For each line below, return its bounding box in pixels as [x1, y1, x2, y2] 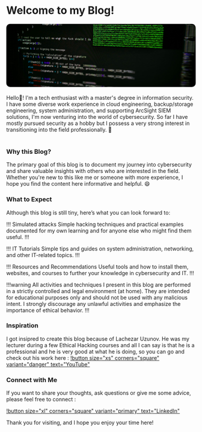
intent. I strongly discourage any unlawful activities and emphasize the [6, 300, 181, 307]
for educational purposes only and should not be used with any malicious [6, 294, 188, 301]
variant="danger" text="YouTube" [6, 361, 90, 368]
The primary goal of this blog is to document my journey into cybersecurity [6, 161, 192, 168]
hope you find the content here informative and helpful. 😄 [6, 180, 150, 187]
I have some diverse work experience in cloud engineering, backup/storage [6, 100, 194, 108]
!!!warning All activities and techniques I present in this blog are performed [6, 281, 191, 288]
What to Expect [6, 195, 52, 204]
